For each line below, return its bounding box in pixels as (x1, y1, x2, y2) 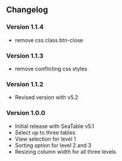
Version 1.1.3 (6, 51, 44, 59)
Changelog (6, 5, 48, 15)
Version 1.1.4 (6, 23, 44, 31)
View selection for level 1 (14, 135, 77, 142)
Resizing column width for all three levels (14, 148, 117, 155)
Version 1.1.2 (6, 80, 44, 88)
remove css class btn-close (14, 36, 83, 44)
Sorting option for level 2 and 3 (14, 141, 91, 149)
